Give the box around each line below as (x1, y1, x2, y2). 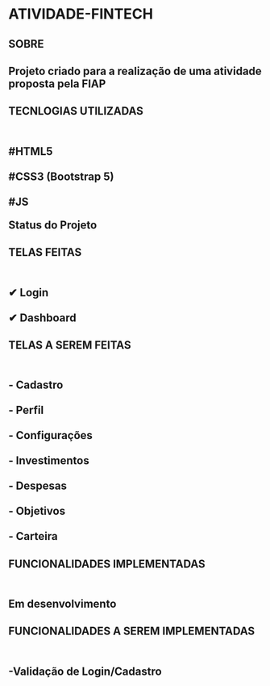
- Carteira (8, 529, 58, 543)
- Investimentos (8, 454, 90, 468)
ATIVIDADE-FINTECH (8, 5, 153, 23)
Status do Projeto (8, 218, 98, 232)
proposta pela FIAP (8, 77, 106, 90)
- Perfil (8, 404, 44, 417)
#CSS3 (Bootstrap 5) (8, 169, 114, 183)
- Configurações (8, 429, 93, 442)
